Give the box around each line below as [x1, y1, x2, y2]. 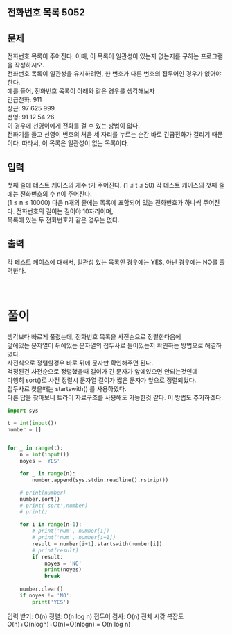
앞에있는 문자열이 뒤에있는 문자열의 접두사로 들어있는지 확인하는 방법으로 [7, 341, 204, 349]
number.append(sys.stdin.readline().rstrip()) [32, 477, 169, 484]
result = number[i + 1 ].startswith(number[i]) [32, 541, 163, 547]
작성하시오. [14, 61, 45, 69]
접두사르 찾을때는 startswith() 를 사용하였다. [7, 384, 127, 393]
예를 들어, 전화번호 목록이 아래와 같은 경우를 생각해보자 [7, 87, 155, 95]
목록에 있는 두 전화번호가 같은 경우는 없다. [7, 216, 120, 224]
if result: [32, 553, 64, 561]
